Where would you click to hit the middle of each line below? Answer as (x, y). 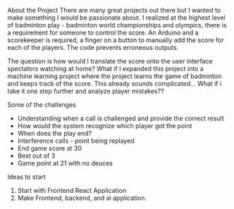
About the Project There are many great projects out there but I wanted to (114, 10)
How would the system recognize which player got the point (105, 126)
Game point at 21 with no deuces (65, 163)
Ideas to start (26, 177)
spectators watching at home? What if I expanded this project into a (106, 69)
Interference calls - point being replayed (76, 141)
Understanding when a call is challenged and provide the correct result (121, 118)
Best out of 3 (36, 156)
